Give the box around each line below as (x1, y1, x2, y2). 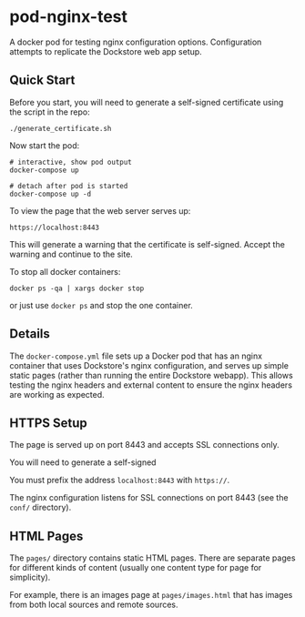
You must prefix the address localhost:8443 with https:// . (9, 475, 230, 486)
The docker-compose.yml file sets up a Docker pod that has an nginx (9, 350, 262, 361)
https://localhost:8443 (9, 223, 100, 232)
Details (9, 326, 50, 342)
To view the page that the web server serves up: (9, 205, 191, 216)
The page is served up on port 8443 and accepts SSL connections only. (9, 440, 280, 450)
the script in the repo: (9, 106, 90, 117)
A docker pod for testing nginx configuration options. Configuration (9, 36, 262, 47)
